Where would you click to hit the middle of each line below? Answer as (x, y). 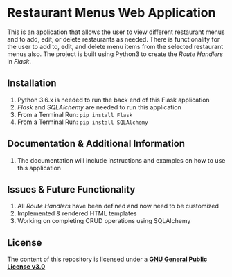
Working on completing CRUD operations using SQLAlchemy (104, 221)
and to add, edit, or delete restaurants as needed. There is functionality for (114, 39)
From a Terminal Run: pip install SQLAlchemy (82, 122)
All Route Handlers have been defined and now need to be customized (118, 206)
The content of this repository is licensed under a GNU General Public (107, 259)
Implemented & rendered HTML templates (77, 213)
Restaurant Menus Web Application (111, 13)
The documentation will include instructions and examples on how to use (121, 160)
